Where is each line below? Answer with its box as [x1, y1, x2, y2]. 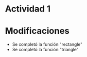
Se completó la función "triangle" [12, 47, 79, 53]
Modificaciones [5, 26, 70, 37]
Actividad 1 [5, 3, 51, 14]
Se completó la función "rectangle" [12, 42, 83, 47]
